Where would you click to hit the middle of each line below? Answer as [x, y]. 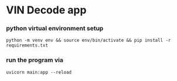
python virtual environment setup [55, 29]
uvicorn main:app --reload [39, 72]
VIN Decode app [46, 10]
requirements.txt [27, 45]
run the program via [35, 60]
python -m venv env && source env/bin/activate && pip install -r [88, 40]
